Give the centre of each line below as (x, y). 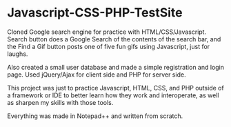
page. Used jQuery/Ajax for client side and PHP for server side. (97, 75)
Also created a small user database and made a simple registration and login (116, 67)
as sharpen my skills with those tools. (60, 102)
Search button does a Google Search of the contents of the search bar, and (114, 39)
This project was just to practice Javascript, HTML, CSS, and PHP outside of (115, 88)
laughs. (18, 54)
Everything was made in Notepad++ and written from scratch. (95, 116)
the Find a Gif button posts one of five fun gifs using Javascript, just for (109, 46)
